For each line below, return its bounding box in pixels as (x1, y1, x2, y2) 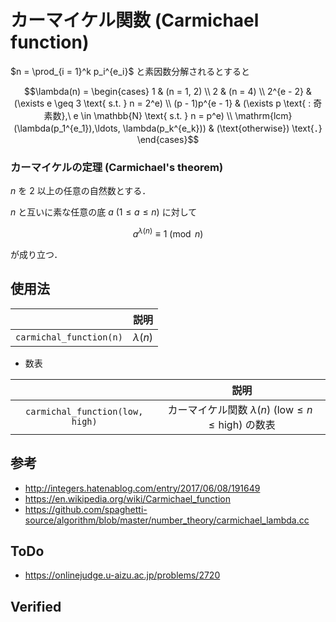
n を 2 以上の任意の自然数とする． (10, 185, 152, 197)
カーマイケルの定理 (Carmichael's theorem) (10, 160, 224, 174)
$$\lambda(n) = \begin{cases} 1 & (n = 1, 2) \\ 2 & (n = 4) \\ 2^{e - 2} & (24, 85, 312, 97)
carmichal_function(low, (25, 406, 144, 417)
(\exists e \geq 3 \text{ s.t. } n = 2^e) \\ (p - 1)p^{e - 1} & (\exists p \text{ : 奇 (13, 97, 323, 109)
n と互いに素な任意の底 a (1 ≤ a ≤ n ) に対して (10, 206, 198, 218)
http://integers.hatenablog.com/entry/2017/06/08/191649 (24, 482, 261, 494)
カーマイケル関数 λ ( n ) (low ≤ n (167, 402, 313, 416)
